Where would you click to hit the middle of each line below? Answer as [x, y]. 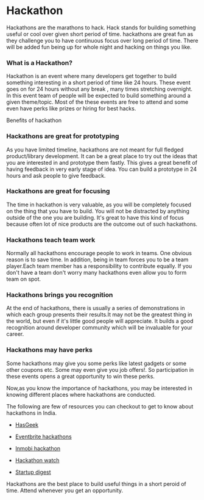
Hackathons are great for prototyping [63, 136]
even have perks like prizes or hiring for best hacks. [71, 109]
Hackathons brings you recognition [60, 295]
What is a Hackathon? [40, 63]
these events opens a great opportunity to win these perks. [81, 376]
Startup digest [33, 472]
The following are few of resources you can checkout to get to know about [100, 406]
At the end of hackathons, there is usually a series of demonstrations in [96, 308]
